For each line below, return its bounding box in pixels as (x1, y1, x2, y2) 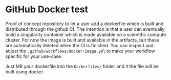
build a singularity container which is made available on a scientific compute (5, 31, 166, 37)
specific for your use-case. (5, 53, 62, 59)
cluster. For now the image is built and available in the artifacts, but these (5, 37, 160, 43)
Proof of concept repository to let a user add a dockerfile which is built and (5, 21, 164, 27)
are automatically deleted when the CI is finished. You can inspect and (5, 42, 154, 48)
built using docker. (5, 68, 45, 75)
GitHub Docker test (5, 4, 89, 15)
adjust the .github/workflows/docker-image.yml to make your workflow (5, 48, 155, 54)
